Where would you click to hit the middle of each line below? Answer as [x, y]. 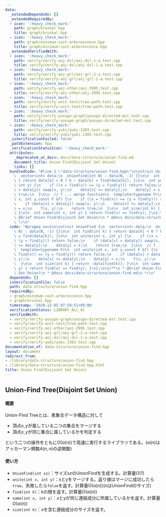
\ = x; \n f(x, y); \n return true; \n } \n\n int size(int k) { [87, 208]
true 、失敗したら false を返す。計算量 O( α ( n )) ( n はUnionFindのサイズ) [82, 485]
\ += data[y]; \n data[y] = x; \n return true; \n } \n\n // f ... [89, 245]
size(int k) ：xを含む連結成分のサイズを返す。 [60, 509]
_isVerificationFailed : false [41, 139]
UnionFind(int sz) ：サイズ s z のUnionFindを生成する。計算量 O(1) [78, 473]
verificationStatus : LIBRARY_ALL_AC [47, 310]
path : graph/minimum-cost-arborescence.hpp [60, 42]
